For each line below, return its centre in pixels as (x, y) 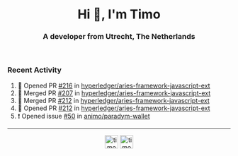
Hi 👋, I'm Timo (119, 14)
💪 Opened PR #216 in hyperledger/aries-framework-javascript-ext (114, 85)
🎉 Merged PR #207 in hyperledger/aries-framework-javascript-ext (114, 93)
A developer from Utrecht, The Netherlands (119, 37)
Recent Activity (35, 70)
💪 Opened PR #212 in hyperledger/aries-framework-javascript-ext (114, 108)
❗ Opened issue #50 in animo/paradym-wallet (84, 116)
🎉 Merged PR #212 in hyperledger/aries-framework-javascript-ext (114, 100)
